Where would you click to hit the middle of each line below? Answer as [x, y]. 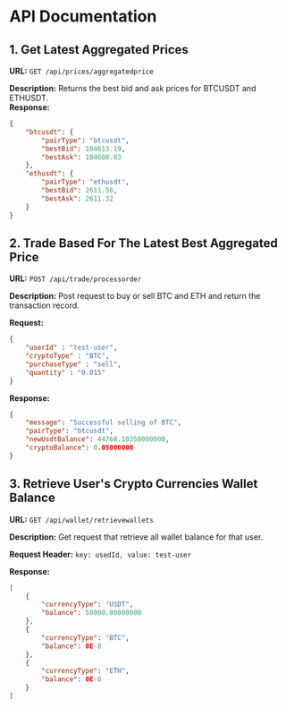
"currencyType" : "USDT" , [88, 605]
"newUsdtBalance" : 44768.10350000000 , [97, 439]
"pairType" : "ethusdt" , [85, 182]
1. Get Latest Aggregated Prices [99, 50]
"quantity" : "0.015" [65, 372]
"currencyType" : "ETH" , [85, 671]
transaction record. [45, 305]
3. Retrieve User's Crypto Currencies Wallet [134, 484]
